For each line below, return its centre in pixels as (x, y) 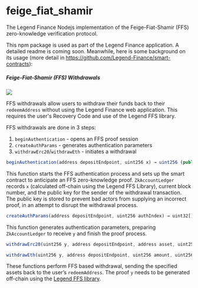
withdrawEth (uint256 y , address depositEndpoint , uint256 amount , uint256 (100, 255)
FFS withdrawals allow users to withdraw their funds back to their (85, 103)
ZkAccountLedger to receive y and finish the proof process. (77, 233)
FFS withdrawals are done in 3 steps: (51, 127)
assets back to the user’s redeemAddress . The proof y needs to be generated (98, 273)
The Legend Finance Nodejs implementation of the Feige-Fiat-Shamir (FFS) (98, 27)
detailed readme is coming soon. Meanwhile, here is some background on (96, 51)
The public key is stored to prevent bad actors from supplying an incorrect (96, 199)
